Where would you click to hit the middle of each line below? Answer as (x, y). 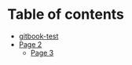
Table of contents (66, 14)
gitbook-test (38, 36)
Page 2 (30, 44)
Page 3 (42, 52)
